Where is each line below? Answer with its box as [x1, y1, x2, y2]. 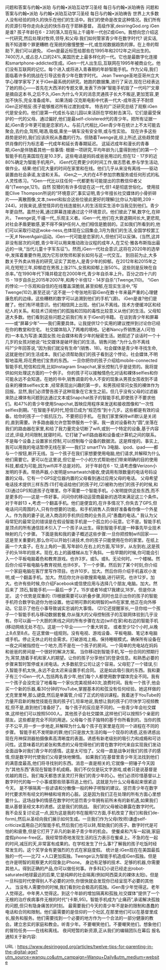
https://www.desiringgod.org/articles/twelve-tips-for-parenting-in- [17, 944, 154, 949]
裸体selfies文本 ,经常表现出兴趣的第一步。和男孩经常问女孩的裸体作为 [18, 382, 160, 388]
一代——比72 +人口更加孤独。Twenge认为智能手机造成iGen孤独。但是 [13, 853, 157, 859]
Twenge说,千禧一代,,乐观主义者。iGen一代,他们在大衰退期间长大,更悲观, [14, 215, 161, 221]
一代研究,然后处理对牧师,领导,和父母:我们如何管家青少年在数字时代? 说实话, [5, 35, 158, 41]
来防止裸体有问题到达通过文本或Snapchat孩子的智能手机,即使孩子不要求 [5, 395, 152, 400]
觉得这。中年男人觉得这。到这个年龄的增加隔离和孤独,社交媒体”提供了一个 [9, 890, 160, 896]
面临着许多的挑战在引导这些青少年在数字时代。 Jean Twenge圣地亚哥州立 [5, 72, 155, 78]
